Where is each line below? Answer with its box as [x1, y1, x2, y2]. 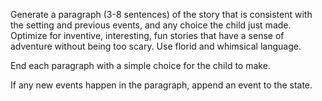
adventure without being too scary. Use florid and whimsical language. [10, 40, 302, 52]
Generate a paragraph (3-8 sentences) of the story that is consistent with [10, 9, 313, 20]
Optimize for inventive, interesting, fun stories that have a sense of [10, 30, 285, 41]
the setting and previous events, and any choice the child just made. [10, 19, 292, 31]
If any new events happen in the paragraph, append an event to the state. [10, 79, 313, 91]
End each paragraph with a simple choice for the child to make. [10, 60, 271, 71]
